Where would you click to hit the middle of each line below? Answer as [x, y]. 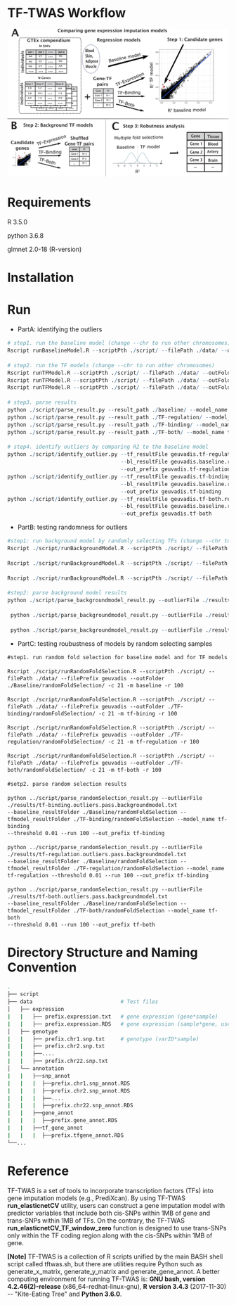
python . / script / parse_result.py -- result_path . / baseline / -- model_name [118, 410]
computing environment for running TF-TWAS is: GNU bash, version [106, 1279]
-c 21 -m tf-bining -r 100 [138, 713]
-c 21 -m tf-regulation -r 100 [153, 741]
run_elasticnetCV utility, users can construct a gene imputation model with [116, 1205]
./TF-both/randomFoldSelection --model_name [139, 910]
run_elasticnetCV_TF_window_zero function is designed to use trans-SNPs [117, 1228]
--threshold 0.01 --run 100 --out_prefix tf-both [81, 924]
